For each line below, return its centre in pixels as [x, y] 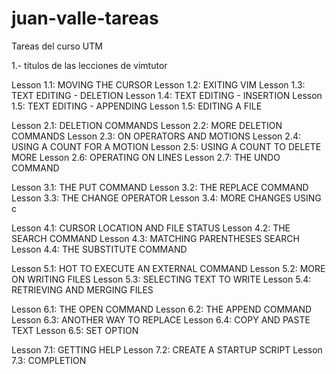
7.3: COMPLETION [49, 360]
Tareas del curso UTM [57, 46]
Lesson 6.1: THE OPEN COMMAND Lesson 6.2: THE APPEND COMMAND [162, 309]
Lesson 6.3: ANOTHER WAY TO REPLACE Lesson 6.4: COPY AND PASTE [161, 319]
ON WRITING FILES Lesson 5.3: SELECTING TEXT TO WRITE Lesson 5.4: [161, 279]
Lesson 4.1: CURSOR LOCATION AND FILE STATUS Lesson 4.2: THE [151, 228]
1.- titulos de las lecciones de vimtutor [89, 65]
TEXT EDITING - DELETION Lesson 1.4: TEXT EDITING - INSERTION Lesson [167, 95]
